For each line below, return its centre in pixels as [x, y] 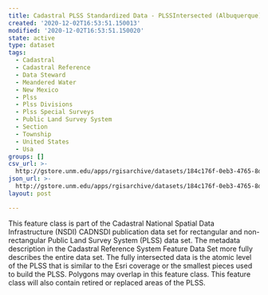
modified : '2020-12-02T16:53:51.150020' [77, 30]
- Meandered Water [46, 82]
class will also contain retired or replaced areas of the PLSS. [107, 282]
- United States [42, 142]
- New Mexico [37, 90]
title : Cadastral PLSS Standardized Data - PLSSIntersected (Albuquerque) [135, 16]
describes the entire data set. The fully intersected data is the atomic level [130, 257]
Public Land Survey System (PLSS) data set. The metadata [144, 240]
